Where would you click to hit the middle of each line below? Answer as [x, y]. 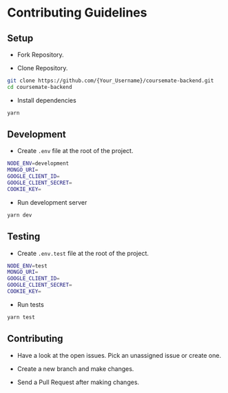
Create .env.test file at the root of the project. [83, 253]
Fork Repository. [40, 54]
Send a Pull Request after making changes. [78, 382]
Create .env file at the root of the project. [75, 151]
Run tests [31, 304]
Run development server [52, 202]
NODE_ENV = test [28, 266]
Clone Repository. [42, 68]
